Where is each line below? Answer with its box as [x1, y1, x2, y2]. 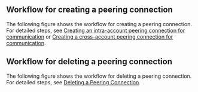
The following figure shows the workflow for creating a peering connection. [6, 20, 193, 27]
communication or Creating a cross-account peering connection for [6, 33, 173, 40]
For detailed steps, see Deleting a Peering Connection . [6, 78, 141, 85]
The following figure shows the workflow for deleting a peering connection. [6, 72, 192, 80]
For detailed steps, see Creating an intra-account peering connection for [6, 27, 185, 34]
